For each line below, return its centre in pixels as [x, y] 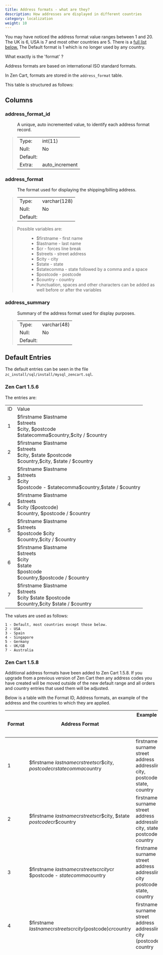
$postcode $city [36, 533]
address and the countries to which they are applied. [58, 703]
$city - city [47, 259]
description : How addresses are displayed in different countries [73, 14]
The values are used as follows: [37, 616]
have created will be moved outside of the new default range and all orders [80, 683]
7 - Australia [19, 650]
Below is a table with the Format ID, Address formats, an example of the [76, 698]
